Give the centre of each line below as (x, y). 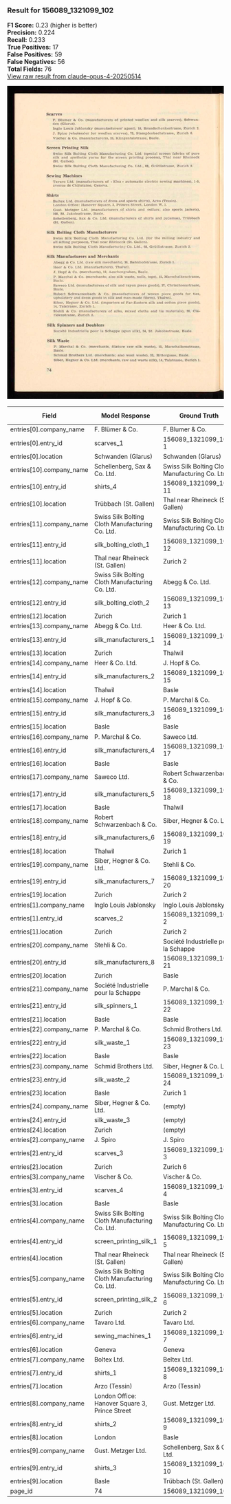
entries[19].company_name (49, 864)
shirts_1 (105, 1373)
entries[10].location (38, 504)
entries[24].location (38, 1130)
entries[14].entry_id (38, 676)
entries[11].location (38, 561)
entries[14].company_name (49, 663)
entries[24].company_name (49, 1106)
